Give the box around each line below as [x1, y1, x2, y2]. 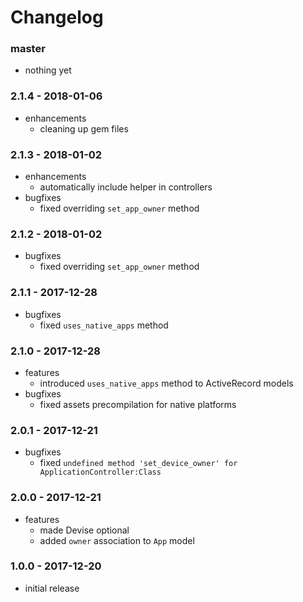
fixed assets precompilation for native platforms [39, 398, 237, 410]
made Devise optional [39, 524, 130, 536]
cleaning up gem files [39, 122, 129, 135]
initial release [24, 582, 80, 594]
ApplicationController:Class [39, 467, 162, 478]
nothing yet [24, 64, 72, 76]
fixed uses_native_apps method [39, 319, 169, 331]
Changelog [10, 6, 104, 29]
